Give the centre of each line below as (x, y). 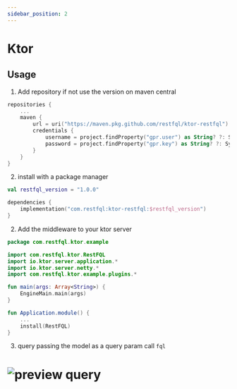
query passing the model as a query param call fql (91, 346)
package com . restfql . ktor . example (58, 242)
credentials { (53, 131)
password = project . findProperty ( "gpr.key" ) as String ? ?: (133, 144)
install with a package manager (63, 177)
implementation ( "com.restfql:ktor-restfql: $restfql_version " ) (113, 209)
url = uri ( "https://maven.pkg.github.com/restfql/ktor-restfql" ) (131, 124)
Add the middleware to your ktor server (75, 229)
